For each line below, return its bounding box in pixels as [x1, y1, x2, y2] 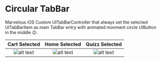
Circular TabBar [5, 3, 70, 14]
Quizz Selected [86, 41, 122, 48]
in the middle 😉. [5, 29, 38, 35]
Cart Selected [7, 41, 40, 48]
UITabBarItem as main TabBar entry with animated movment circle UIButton [5, 24, 157, 30]
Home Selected [44, 41, 81, 48]
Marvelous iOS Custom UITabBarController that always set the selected [5, 19, 148, 25]
